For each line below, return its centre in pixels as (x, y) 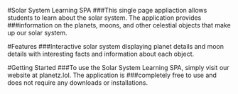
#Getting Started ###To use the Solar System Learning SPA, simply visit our (118, 67)
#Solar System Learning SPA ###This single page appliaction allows (107, 10)
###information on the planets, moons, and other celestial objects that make (119, 25)
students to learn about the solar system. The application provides (104, 18)
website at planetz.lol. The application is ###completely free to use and (112, 75)
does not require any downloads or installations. (77, 83)
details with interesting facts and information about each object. (101, 54)
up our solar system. (37, 33)
